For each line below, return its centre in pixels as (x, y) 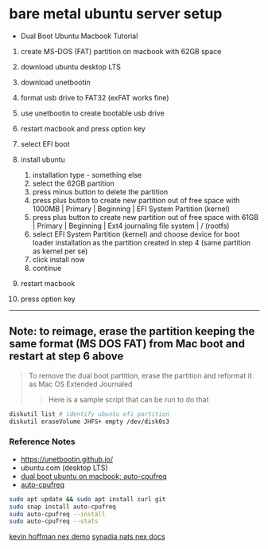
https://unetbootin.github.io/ (67, 459)
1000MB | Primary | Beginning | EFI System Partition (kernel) (131, 209)
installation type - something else (87, 175)
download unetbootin (55, 82)
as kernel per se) (60, 251)
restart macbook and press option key (83, 128)
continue (47, 268)
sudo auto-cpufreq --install (57, 514)
